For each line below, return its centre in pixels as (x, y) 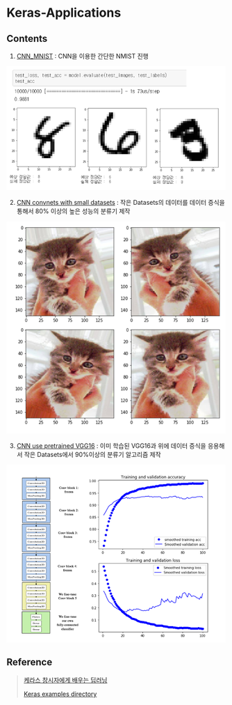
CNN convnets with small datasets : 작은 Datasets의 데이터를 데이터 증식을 (121, 202)
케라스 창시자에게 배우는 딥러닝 (65, 680)
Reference (30, 662)
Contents (27, 39)
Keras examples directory (60, 694)
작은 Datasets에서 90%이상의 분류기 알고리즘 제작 (92, 454)
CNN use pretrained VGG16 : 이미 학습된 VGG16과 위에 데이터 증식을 (111, 446)
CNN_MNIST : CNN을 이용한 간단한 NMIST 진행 (82, 56)
